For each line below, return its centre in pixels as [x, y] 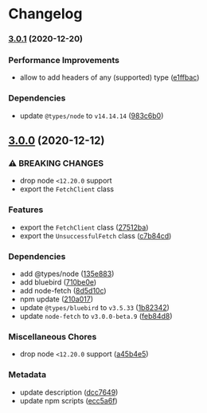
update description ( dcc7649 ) [69, 392]
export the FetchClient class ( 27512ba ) [84, 227]
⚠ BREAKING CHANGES [56, 163]
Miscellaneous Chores [53, 336]
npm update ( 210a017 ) [57, 299]
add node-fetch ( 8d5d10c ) [63, 290]
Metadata [27, 375]
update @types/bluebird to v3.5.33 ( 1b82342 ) [94, 307]
